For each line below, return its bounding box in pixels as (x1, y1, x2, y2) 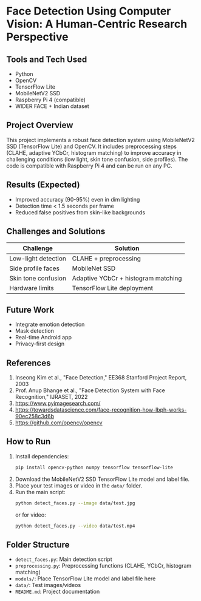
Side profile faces (9, 264, 60, 273)
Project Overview (6, 120, 73, 131)
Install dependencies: (15, 452, 69, 460)
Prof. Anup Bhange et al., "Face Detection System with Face (15, 387, 165, 394)
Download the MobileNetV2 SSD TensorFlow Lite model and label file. (15, 475, 190, 483)
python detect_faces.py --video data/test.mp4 (15, 523, 135, 529)
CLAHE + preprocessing (72, 254, 141, 263)
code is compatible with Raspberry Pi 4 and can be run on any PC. (6, 162, 173, 169)
